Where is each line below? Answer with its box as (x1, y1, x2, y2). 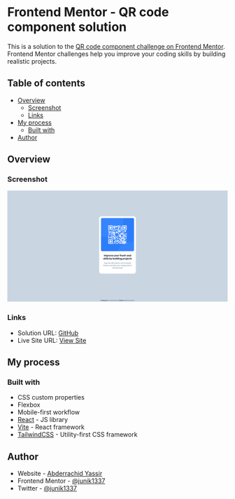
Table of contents (7, 78, 85, 90)
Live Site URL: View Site (17, 336, 87, 344)
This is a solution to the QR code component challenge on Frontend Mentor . (7, 42, 225, 50)
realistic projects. (7, 57, 57, 65)
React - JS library (17, 416, 69, 424)
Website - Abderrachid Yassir (17, 470, 103, 478)
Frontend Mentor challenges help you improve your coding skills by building (7, 50, 226, 58)
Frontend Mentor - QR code (7, 4, 169, 20)
